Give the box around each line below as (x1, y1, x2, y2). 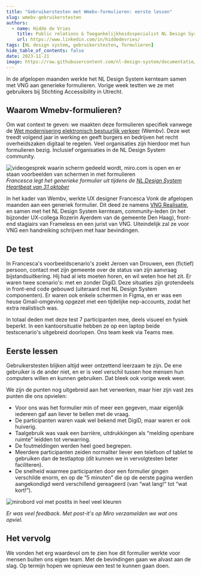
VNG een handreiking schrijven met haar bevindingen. (6, 227, 139, 234)
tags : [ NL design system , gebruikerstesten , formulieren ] (6, 42, 154, 48)
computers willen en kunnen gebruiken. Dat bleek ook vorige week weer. (6, 374, 186, 381)
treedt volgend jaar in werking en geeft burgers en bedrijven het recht (6, 134, 178, 141)
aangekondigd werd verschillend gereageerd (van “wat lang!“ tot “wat (14, 480, 187, 487)
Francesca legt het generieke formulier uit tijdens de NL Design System (6, 177, 182, 184)
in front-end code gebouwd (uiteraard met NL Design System (6, 285, 157, 293)
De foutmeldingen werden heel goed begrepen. (14, 442, 132, 449)
